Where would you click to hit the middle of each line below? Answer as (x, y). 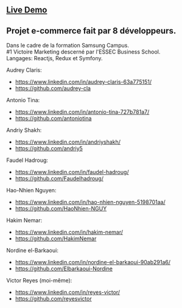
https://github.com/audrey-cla (53, 88)
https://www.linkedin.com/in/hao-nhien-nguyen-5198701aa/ (90, 202)
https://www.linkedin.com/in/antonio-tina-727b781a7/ (82, 112)
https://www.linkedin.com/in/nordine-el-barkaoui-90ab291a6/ (93, 262)
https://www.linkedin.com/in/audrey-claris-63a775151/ (83, 82)
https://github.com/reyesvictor (54, 299)
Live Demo (27, 10)
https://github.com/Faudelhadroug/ (59, 178)
